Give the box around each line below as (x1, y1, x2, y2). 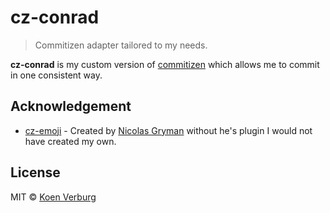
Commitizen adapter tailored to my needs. (34, 39, 208, 51)
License (10, 164, 61, 181)
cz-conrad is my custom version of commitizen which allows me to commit (10, 58, 320, 70)
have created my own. (24, 135, 117, 147)
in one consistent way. (10, 69, 103, 81)
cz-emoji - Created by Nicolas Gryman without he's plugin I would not (24, 124, 313, 136)
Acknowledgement (10, 98, 132, 115)
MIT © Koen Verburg (10, 191, 97, 203)
